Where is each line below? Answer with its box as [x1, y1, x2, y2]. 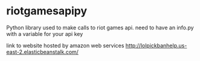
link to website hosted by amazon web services [6, 42, 124, 49]
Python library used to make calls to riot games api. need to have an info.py [6, 24, 195, 31]
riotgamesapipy [6, 4, 88, 18]
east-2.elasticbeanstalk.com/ [6, 48, 79, 55]
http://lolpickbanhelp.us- [125, 42, 187, 49]
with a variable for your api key [6, 30, 83, 37]
